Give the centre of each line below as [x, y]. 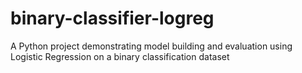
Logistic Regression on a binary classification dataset [120, 56]
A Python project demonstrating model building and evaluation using [151, 46]
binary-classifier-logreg [112, 18]
